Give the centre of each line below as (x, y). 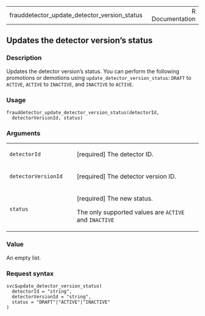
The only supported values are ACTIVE (131, 212)
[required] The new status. (115, 199)
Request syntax (30, 273)
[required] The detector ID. (115, 154)
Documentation (174, 19)
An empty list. (24, 257)
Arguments (23, 133)
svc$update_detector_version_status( (54, 286)
